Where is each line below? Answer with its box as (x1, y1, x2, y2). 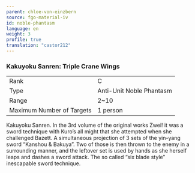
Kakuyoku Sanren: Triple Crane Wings (6, 62, 120, 70)
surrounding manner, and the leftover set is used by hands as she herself (6, 147, 187, 154)
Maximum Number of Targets (9, 106, 92, 115)
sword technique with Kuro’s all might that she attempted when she (6, 128, 172, 135)
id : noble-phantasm (6, 20, 55, 26)
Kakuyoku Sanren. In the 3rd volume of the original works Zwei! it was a (6, 121, 184, 129)
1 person (97, 106, 123, 115)
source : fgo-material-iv (6, 14, 68, 20)
